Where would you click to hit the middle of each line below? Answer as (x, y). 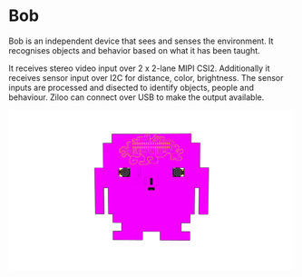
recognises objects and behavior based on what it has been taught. (134, 50)
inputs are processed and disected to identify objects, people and (132, 87)
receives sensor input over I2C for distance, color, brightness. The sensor (146, 77)
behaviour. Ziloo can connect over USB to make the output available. (136, 97)
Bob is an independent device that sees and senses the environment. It (141, 41)
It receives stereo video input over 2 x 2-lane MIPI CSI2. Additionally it (139, 68)
